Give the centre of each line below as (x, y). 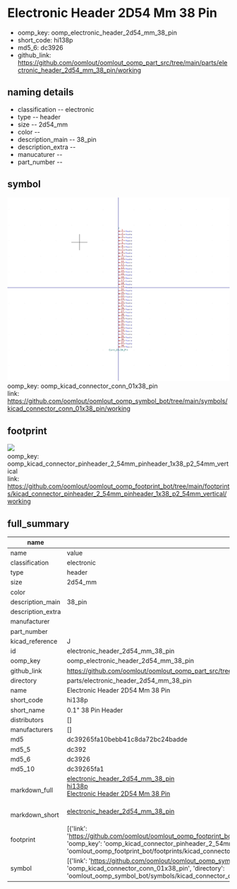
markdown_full (32, 790)
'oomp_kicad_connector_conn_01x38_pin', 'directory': (146, 869)
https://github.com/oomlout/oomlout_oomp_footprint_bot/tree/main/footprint (119, 486)
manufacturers (32, 730)
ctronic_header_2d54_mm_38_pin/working (79, 70)
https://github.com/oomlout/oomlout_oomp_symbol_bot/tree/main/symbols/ (117, 401)
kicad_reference (34, 641)
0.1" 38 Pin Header (95, 710)
